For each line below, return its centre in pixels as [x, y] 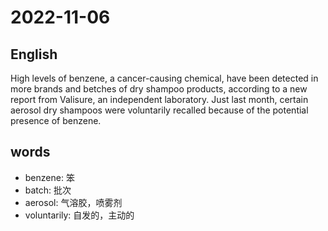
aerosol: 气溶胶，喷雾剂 [73, 202]
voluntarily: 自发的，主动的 [79, 215]
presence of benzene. [56, 120]
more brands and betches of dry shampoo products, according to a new [159, 89]
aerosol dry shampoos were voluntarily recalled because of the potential [159, 110]
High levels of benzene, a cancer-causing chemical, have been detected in [164, 78]
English [34, 54]
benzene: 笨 [49, 177]
